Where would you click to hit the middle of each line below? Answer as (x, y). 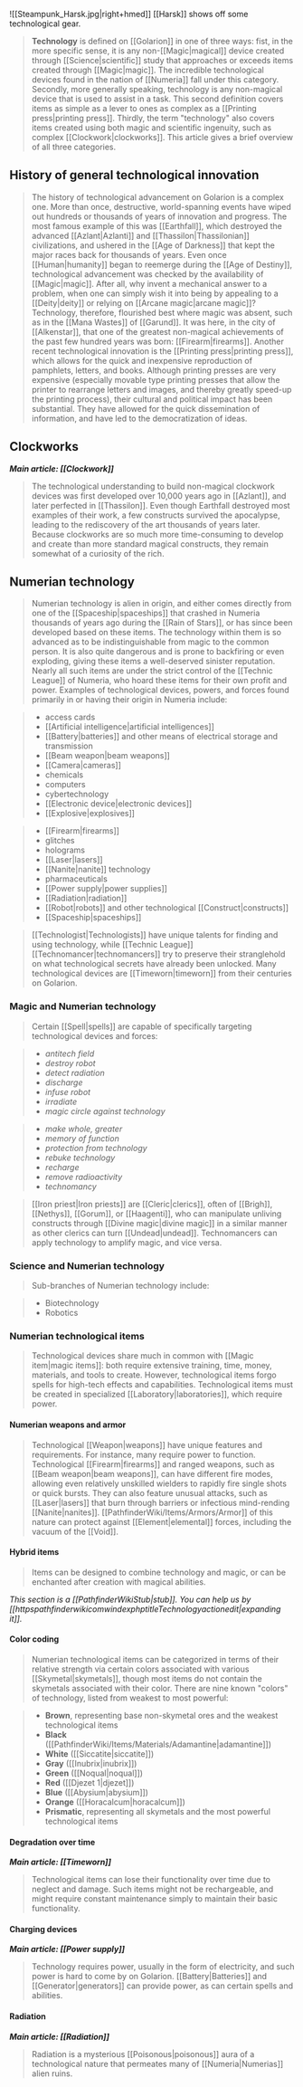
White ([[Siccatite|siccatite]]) (99, 1753)
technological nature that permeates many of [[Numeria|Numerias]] (157, 2063)
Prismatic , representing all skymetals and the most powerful (158, 1811)
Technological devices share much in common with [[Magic (143, 1356)
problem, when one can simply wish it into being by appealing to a (155, 293)
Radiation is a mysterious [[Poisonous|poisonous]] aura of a (143, 2054)
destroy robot (71, 1063)
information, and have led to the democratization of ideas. (139, 418)
